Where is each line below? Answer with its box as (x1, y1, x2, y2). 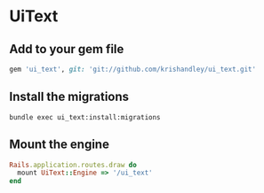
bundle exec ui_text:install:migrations (9, 112, 162, 121)
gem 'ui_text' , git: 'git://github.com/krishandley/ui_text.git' (9, 65, 256, 73)
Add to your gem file (9, 42, 124, 57)
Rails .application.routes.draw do (9, 160, 138, 169)
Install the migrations (9, 89, 130, 104)
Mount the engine (9, 137, 109, 152)
